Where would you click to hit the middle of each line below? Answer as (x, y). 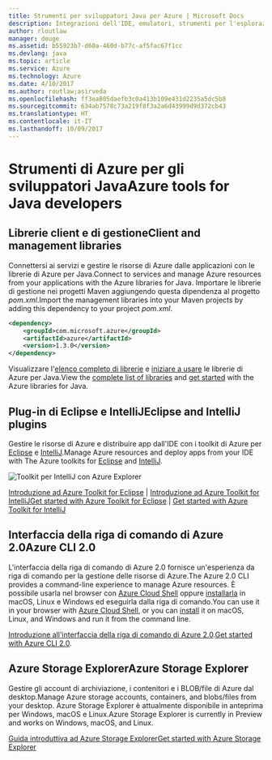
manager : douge (34, 38)
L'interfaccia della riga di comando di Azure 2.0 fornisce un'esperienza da (132, 567)
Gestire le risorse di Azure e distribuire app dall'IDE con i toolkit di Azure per (135, 443)
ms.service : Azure (39, 69)
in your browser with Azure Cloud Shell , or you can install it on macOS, (126, 610)
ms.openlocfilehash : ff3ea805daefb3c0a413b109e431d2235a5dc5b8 (117, 99)
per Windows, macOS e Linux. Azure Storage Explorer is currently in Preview (136, 714)
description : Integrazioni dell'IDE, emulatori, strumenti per (117, 23)
